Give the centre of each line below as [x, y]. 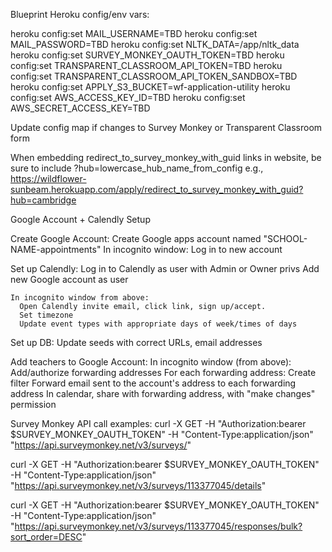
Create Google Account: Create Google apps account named [136, 238]
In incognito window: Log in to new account [193, 249]
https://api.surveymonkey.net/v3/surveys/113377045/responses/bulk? [158, 526]
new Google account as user [69, 279]
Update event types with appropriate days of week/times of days [158, 324]
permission [33, 404]
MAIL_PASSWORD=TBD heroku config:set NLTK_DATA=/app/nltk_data [155, 44]
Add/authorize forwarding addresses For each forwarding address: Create [163, 372]
